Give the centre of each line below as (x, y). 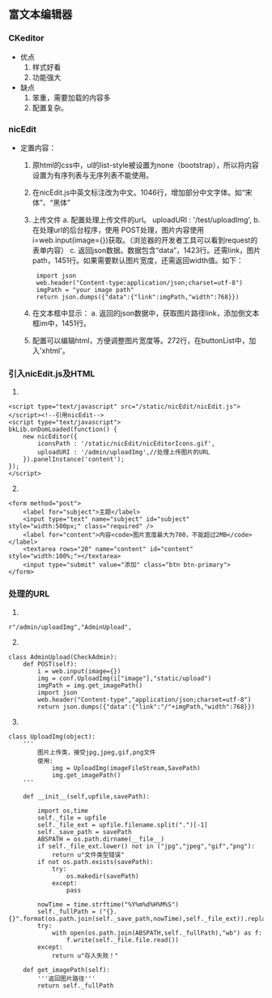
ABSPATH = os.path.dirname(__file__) (101, 839)
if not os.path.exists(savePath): (96, 862)
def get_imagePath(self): (67, 970)
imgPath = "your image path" (85, 290)
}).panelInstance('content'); (74, 460)
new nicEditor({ (51, 437)
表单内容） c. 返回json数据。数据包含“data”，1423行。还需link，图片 (147, 250)
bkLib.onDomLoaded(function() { (63, 430)
